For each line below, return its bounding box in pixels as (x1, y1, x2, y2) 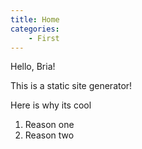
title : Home (10, 14, 60, 25)
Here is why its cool (10, 99, 92, 111)
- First (28, 33, 60, 43)
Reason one (24, 119, 75, 131)
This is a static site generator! (10, 80, 133, 92)
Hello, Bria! (10, 61, 56, 73)
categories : (10, 24, 60, 34)
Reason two (24, 129, 75, 141)
